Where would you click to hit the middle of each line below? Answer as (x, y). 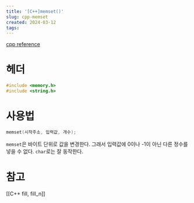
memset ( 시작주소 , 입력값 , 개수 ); (41, 132)
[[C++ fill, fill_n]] (26, 194)
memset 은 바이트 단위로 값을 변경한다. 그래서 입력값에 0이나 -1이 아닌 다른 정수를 (97, 144)
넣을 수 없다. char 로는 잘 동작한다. (45, 151)
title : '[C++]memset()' (35, 11)
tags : (13, 28)
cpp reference (23, 44)
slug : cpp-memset (27, 17)
